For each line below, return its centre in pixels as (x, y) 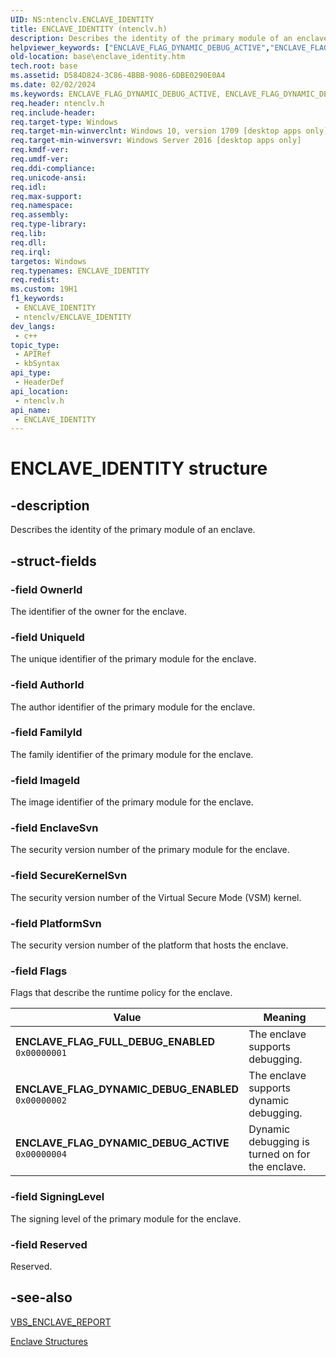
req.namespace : (42, 206)
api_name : (31, 410)
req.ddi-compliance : (53, 168)
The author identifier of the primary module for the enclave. (133, 707)
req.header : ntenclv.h (57, 103)
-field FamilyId (46, 733)
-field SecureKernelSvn (69, 876)
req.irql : (31, 252)
